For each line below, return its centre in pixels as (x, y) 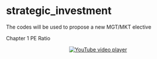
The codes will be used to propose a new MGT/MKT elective (79, 27)
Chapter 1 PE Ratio (28, 38)
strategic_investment (59, 11)
